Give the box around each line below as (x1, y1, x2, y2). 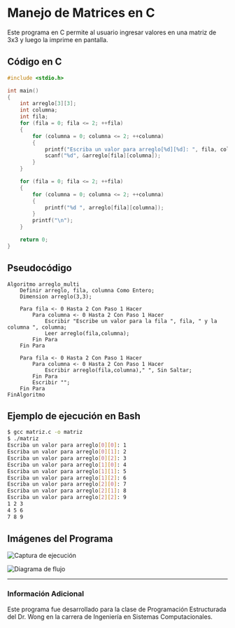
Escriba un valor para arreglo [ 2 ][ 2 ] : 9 (7, 494, 127, 501)
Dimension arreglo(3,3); (20, 293, 92, 300)
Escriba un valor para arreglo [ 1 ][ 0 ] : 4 (7, 461, 127, 468)
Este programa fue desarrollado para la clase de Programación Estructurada (7, 605, 227, 613)
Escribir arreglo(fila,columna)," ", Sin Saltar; (44, 367, 192, 374)
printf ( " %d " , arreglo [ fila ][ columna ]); (44, 204, 164, 211)
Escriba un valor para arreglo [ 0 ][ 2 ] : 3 (7, 454, 127, 462)
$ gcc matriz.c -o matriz (7, 429, 83, 436)
